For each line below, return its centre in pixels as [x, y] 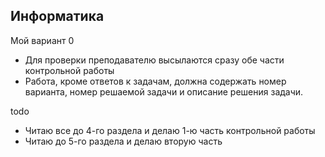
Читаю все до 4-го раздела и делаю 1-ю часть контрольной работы [170, 130]
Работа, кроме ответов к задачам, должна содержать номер [155, 81]
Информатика [57, 16]
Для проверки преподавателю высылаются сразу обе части [154, 60]
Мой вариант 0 [42, 40]
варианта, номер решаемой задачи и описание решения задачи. [164, 91]
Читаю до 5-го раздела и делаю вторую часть [123, 141]
